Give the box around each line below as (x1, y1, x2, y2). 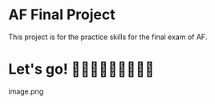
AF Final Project (8, 6, 116, 24)
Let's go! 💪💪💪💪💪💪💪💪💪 (8, 60, 155, 78)
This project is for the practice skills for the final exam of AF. (8, 32, 208, 42)
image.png (8, 86, 44, 96)
